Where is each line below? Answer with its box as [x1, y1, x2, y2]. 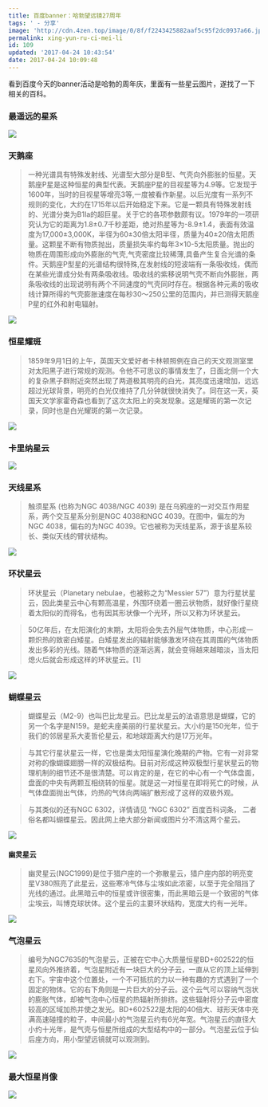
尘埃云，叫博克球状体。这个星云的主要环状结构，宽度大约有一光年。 [27, 898, 252, 909]
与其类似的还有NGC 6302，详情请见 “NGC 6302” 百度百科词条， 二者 [27, 804, 257, 814]
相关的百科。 [8, 88, 50, 98]
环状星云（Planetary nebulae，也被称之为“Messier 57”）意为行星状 [27, 587, 249, 598]
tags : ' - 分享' [8, 19, 60, 27]
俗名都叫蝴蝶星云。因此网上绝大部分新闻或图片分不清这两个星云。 [27, 815, 245, 824]
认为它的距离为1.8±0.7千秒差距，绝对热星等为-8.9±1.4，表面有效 [34, 220, 247, 230]
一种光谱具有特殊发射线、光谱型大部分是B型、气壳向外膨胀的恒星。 [27, 170, 250, 179]
